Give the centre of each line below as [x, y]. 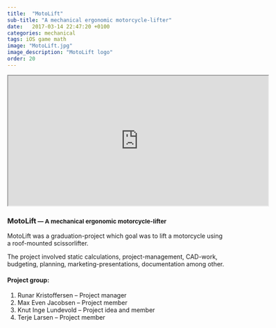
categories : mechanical [42, 33]
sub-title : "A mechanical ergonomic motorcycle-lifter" [89, 20]
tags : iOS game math [37, 40]
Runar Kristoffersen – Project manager [72, 295]
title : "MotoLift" [35, 14]
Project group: [28, 280]
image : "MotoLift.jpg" [40, 46]
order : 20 [21, 59]
